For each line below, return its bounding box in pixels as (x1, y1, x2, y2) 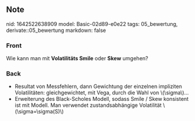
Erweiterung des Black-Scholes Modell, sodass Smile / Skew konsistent (14, 96, 189, 103)
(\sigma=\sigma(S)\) (14, 108, 64, 115)
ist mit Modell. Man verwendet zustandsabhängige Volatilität (14, 102, 162, 109)
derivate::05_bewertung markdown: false (6, 27, 106, 34)
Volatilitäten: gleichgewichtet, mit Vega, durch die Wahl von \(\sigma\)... (14, 89, 189, 96)
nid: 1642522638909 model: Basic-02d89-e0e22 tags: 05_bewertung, (6, 20, 178, 27)
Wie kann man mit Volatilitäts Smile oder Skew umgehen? (6, 55, 149, 62)
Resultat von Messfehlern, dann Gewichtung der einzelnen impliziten (14, 83, 182, 90)
